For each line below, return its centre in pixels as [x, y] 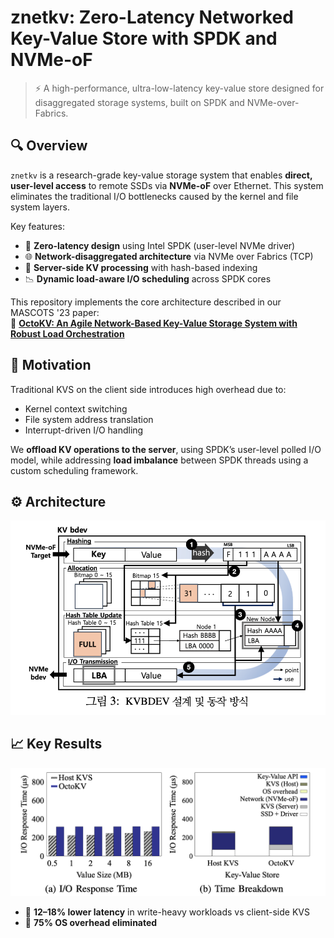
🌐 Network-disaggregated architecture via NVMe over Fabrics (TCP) [169, 256]
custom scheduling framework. [74, 470]
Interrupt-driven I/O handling [84, 430]
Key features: [37, 226]
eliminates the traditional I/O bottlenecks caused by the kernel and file [154, 196]
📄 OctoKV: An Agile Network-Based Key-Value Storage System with [154, 323]
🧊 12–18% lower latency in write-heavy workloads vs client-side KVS [167, 912]
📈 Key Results [56, 744]
